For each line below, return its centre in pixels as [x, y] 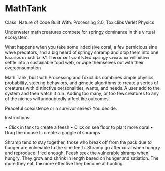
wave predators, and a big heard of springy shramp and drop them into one [82, 52]
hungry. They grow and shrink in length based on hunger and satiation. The [82, 158]
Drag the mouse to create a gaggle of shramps [53, 132]
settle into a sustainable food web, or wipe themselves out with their [75, 62]
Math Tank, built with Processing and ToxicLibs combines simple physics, [80, 77]
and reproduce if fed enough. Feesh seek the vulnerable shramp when [77, 153]
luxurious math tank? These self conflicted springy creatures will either [77, 57]
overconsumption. [23, 68]
